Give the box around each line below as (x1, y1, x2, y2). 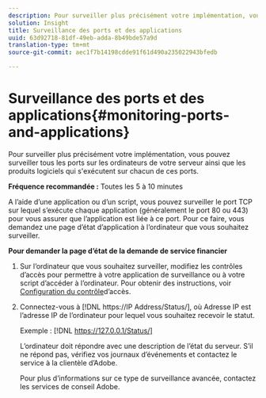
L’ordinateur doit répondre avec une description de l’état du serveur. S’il (19, 341, 253, 350)
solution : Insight (8, 19, 69, 27)
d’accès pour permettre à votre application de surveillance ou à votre (19, 270, 245, 279)
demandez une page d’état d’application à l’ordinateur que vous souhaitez (8, 222, 249, 232)
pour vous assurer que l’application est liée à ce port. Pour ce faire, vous (8, 213, 245, 223)
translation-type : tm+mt (8, 41, 90, 49)
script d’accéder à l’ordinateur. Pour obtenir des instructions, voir (19, 278, 232, 288)
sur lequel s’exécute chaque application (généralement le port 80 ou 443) (8, 205, 249, 215)
